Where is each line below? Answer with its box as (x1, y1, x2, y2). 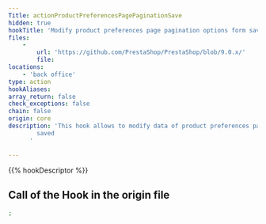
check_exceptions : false (8, 100, 90, 108)
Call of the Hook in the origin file (8, 188, 170, 202)
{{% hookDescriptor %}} (8, 165, 89, 175)
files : (8, 33, 30, 42)
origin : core (8, 115, 51, 123)
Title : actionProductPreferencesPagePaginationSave (8, 11, 182, 20)
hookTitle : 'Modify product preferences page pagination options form (8, 26, 246, 34)
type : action (8, 78, 51, 85)
